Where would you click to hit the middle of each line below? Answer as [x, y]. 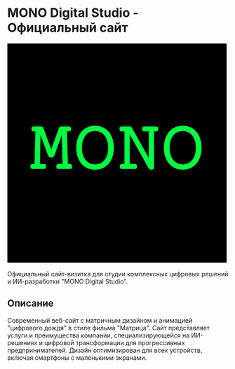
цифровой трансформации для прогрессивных [115, 342]
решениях [22, 342]
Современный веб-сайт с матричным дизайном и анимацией [100, 320]
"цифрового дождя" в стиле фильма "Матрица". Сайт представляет [109, 328]
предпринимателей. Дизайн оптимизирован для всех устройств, [105, 350]
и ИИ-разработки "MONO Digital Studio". [68, 281]
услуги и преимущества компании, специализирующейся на [99, 335]
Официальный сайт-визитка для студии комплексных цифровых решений [118, 274]
